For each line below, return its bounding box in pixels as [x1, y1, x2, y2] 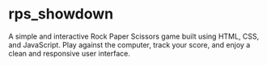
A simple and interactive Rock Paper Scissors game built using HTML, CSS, [8, 31, 260, 41]
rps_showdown [8, 5, 114, 23]
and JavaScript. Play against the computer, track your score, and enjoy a [8, 39, 251, 49]
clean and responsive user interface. [8, 48, 131, 58]
